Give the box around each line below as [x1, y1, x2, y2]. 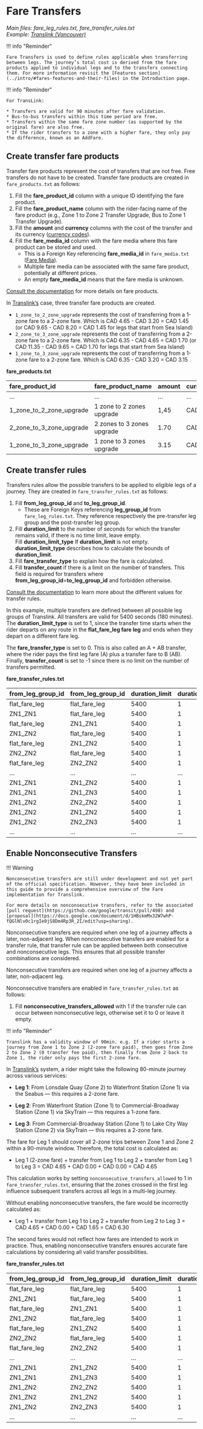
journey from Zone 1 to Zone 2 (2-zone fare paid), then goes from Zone [6, 1044, 193, 1050]
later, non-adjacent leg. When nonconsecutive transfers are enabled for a [6, 935, 189, 943]
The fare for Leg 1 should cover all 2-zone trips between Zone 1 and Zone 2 [6, 1138, 194, 1146]
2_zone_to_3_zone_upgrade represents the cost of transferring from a [14, 330, 185, 337]
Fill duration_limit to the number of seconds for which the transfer [14, 525, 181, 532]
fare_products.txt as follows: [6, 180, 80, 187]
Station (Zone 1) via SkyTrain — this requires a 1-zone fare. [14, 1109, 161, 1116]
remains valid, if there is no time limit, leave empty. [14, 531, 141, 539]
